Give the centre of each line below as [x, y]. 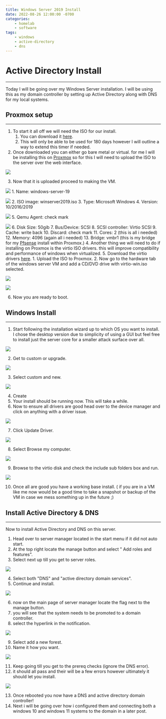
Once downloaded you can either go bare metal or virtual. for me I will [83, 152]
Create [19, 396]
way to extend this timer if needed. [55, 147]
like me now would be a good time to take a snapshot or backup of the [84, 492]
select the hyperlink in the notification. [51, 623]
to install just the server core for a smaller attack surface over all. [79, 340]
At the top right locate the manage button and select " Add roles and [82, 549]
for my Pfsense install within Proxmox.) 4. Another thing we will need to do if [83, 243]
